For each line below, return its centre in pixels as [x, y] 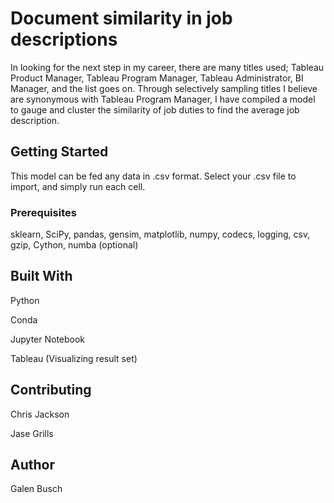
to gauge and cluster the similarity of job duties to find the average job [155, 109]
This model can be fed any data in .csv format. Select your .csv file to [153, 176]
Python [25, 300]
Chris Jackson [40, 414]
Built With [41, 276]
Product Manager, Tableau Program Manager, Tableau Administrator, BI [157, 78]
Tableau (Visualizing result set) [74, 358]
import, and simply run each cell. [78, 186]
